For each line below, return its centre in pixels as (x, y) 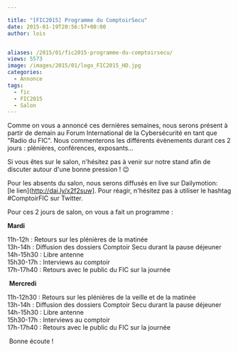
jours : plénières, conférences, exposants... (70, 148)
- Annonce (28, 79)
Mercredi (23, 283)
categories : (25, 72)
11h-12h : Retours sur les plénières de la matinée (77, 239)
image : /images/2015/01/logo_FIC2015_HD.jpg (74, 66)
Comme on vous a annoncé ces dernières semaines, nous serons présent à (118, 126)
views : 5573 (25, 59)
